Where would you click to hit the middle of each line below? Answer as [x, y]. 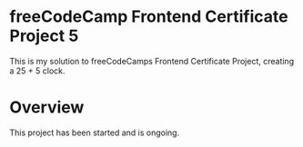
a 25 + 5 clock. [37, 71]
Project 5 [44, 36]
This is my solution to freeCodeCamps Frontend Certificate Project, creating [151, 61]
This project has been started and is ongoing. [95, 132]
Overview [47, 108]
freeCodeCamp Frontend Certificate [149, 17]
